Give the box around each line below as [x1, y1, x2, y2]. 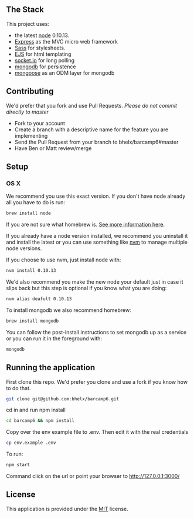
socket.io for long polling [14, 57, 75, 64]
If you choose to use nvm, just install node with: [6, 256, 121, 264]
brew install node [6, 210, 51, 217]
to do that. [6, 384, 31, 391]
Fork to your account [14, 119, 66, 127]
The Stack [6, 5, 44, 15]
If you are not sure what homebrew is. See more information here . [6, 221, 165, 228]
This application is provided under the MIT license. [6, 505, 128, 512]
